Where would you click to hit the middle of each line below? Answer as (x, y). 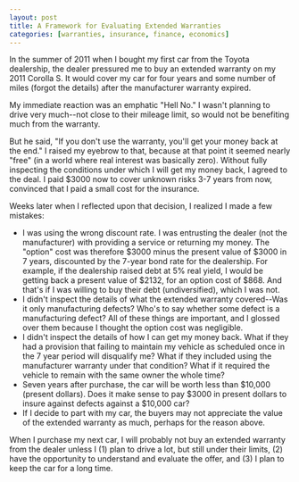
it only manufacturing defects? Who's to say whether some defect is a (151, 309)
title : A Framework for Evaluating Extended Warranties (115, 26)
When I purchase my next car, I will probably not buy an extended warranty (147, 440)
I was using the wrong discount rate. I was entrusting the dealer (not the (154, 233)
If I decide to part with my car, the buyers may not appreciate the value (152, 413)
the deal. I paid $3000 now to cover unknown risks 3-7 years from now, (141, 179)
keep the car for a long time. (61, 469)
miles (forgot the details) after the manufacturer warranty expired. (130, 88)
